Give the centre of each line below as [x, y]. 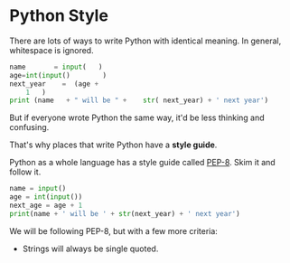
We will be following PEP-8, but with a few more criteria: [114, 230]
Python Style [59, 16]
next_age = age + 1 [46, 206]
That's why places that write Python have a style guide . [113, 145]
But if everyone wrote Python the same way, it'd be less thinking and [137, 117]
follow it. [25, 172]
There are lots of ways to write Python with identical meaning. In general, [145, 41]
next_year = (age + [54, 84]
